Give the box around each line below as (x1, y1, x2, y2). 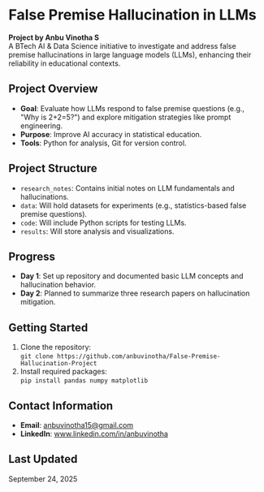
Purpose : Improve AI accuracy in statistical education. (19, 129, 202, 139)
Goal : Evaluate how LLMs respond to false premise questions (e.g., (19, 103, 245, 113)
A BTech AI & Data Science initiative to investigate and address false (8, 41, 237, 50)
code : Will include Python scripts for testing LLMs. (19, 218, 187, 227)
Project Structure (8, 162, 97, 175)
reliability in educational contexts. (8, 58, 121, 68)
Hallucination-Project (19, 360, 97, 368)
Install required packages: (19, 367, 107, 377)
